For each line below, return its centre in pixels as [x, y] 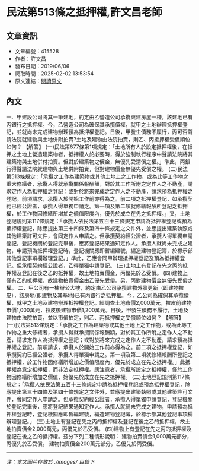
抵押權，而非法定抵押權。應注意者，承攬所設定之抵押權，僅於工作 [112, 369]
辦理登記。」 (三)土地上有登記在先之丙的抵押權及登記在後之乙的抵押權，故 [96, 421]
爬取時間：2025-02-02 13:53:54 [54, 74]
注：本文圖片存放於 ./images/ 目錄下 [50, 461]
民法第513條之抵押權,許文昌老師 [84, 12]
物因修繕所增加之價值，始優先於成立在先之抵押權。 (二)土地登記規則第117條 [98, 377]
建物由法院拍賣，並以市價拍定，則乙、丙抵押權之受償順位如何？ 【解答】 [95, 317]
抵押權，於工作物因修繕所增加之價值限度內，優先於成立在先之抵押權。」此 [96, 362]
